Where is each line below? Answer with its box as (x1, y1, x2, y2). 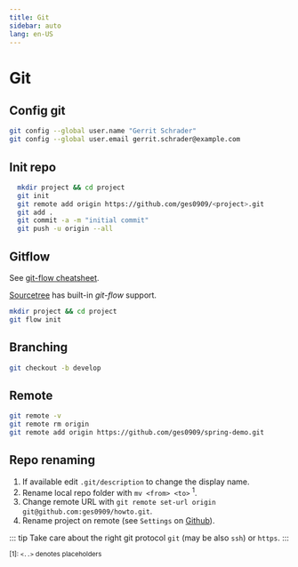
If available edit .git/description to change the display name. (21, 476, 251, 487)
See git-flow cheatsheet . (9, 273, 100, 283)
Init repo (9, 159, 56, 174)
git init (17, 191, 50, 200)
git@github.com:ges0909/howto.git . (21, 506, 153, 516)
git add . (17, 208, 53, 217)
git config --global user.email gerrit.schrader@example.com (9, 135, 241, 144)
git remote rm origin (9, 419, 90, 429)
